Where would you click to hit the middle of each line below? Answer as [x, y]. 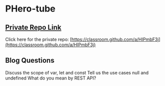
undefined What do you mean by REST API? [51, 78]
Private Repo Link [33, 27]
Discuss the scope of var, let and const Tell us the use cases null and [77, 72]
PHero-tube [30, 9]
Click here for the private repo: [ [39, 39]
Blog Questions [30, 61]
